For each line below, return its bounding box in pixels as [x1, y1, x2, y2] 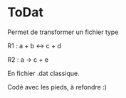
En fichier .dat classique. [7, 69, 80, 77]
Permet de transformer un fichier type [7, 28, 119, 36]
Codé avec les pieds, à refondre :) [7, 82, 107, 91]
